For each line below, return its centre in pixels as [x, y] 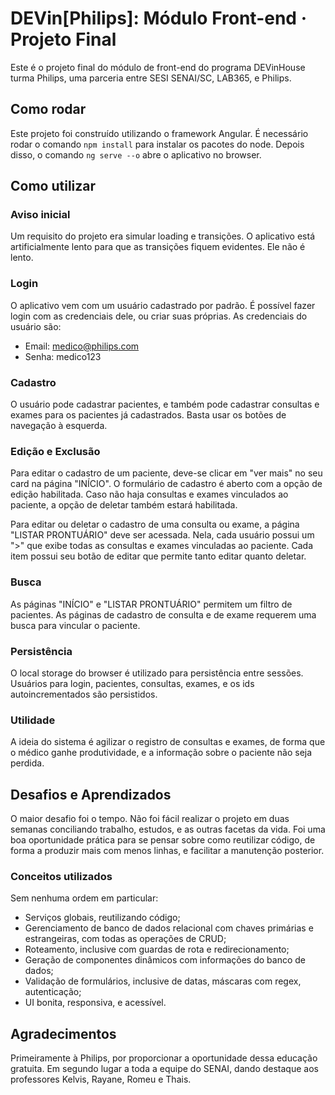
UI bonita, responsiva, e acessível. [95, 1003]
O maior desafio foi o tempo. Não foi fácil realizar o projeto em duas [150, 819]
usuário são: [36, 326]
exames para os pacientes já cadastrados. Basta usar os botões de [148, 415]
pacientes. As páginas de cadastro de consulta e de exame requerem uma [163, 614]
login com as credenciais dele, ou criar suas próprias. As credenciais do [159, 316]
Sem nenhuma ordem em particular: [84, 898]
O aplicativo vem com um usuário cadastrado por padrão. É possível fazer [163, 305]
